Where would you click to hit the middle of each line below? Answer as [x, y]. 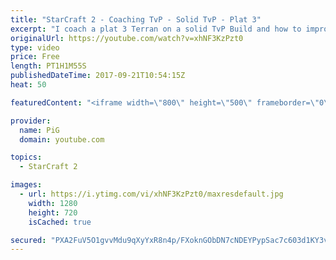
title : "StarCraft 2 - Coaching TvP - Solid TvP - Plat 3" [136, 19]
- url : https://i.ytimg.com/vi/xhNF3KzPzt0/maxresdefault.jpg [151, 194]
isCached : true [60, 222]
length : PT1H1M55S [48, 66]
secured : [28, 240]
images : [26, 185]
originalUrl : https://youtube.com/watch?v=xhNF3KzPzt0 [127, 38]
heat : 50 [28, 85]
